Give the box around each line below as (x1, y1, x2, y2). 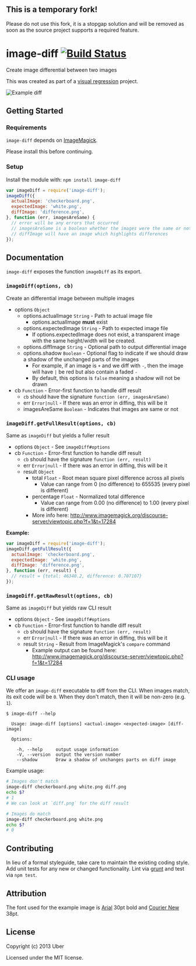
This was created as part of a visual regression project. (6, 77, 139, 84)
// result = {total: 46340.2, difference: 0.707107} (11, 573, 142, 579)
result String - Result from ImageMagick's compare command (23, 640, 170, 648)
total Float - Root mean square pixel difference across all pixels (32, 474, 185, 481)
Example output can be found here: (32, 647, 117, 654)
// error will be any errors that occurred (11, 220, 118, 226)
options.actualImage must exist (32, 318, 108, 326)
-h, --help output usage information (16, 746, 118, 753)
